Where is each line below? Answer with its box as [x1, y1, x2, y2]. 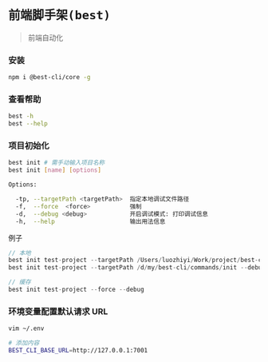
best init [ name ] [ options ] [8, 166, 102, 174]
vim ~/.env [8, 324, 45, 332]
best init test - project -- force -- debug [8, 285, 145, 294]
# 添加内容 [8, 339, 40, 348]
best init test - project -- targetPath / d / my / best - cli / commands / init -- [8, 264, 248, 272]
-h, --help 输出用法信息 [15, 217, 166, 225]
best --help [8, 120, 48, 128]
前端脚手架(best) [8, 8, 111, 23]
